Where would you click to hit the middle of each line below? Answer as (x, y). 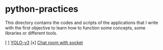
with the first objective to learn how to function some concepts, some (75, 27)
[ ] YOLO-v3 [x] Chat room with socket (44, 42)
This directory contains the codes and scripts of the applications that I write (82, 23)
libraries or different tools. (31, 33)
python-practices (42, 9)
